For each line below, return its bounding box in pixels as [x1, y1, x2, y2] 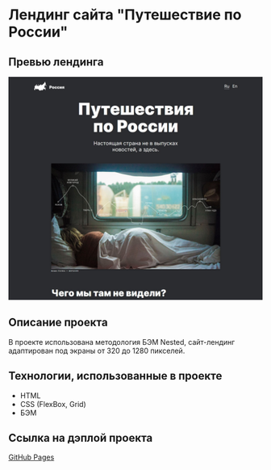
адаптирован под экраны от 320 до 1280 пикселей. [8, 346, 186, 355]
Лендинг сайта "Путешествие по [8, 6, 242, 24]
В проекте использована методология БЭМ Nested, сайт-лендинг [8, 337, 236, 346]
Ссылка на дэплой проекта [8, 431, 153, 445]
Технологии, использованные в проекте [8, 369, 223, 383]
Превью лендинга [8, 55, 104, 69]
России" [8, 23, 69, 41]
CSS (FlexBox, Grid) [19, 399, 86, 409]
